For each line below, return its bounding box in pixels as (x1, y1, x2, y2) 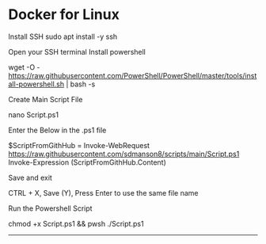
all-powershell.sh (8, 79, 65, 89)
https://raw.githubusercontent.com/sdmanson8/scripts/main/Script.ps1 (8, 149, 240, 158)
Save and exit (8, 173, 53, 182)
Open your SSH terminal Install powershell (8, 47, 146, 56)
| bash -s (66, 79, 96, 89)
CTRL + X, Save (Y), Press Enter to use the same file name (8, 188, 199, 197)
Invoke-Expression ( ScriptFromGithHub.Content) (8, 157, 166, 167)
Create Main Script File (8, 94, 83, 104)
